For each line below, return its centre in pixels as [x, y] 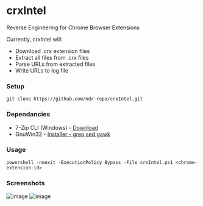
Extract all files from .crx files [52, 57]
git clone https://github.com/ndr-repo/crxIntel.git [75, 99]
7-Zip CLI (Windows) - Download [57, 127]
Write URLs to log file [42, 70]
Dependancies [28, 115]
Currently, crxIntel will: [34, 39]
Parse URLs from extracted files [55, 64]
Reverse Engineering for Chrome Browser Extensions [73, 27]
